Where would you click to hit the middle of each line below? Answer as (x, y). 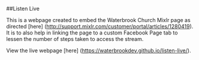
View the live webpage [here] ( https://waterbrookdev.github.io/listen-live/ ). (99, 50)
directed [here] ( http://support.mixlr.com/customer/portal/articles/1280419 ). (100, 26)
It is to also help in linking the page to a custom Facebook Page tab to (92, 33)
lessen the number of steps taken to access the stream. (75, 39)
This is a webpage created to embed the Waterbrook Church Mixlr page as (98, 20)
